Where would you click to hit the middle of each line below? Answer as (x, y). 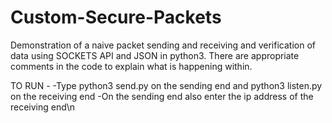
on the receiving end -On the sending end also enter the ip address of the (162, 96)
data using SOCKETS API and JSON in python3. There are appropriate (155, 55)
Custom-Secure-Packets (116, 17)
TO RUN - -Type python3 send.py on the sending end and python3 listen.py (166, 85)
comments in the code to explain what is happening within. (131, 66)
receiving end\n (43, 107)
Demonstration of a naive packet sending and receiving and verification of (163, 45)
